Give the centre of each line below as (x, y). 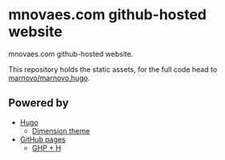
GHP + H (46, 148)
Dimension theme (61, 130)
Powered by (39, 103)
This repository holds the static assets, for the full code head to (113, 69)
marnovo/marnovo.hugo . (49, 78)
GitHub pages (43, 139)
